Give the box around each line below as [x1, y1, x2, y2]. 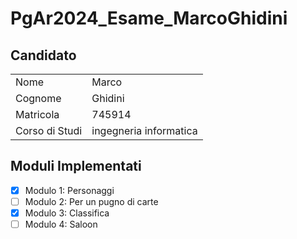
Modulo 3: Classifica [24, 207, 110, 219]
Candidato [10, 47, 77, 64]
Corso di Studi [15, 124, 83, 137]
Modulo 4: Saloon [24, 218, 98, 230]
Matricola [15, 108, 60, 121]
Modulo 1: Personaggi [24, 184, 115, 196]
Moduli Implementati [10, 158, 142, 175]
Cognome [15, 92, 62, 105]
